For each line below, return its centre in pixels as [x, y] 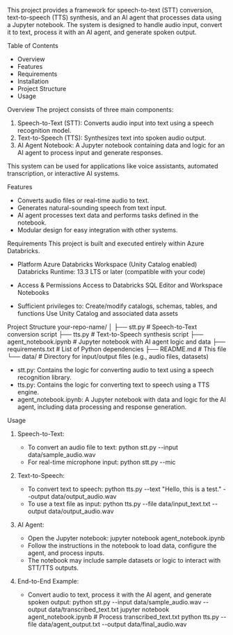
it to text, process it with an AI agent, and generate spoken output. [102, 32]
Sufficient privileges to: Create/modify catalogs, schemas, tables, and [117, 306]
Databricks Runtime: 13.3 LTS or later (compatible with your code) [111, 272]
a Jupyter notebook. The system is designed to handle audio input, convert [115, 25]
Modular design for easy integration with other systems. [97, 230]
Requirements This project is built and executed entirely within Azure [106, 243]
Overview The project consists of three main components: [90, 110]
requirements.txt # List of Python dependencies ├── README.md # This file [117, 349]
